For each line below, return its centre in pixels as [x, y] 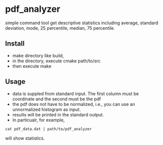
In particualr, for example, [38, 120]
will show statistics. [25, 138]
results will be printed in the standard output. [58, 114]
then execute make [32, 66]
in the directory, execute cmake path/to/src [56, 61]
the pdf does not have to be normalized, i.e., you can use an [74, 104]
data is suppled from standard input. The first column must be [76, 94]
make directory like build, [38, 55]
